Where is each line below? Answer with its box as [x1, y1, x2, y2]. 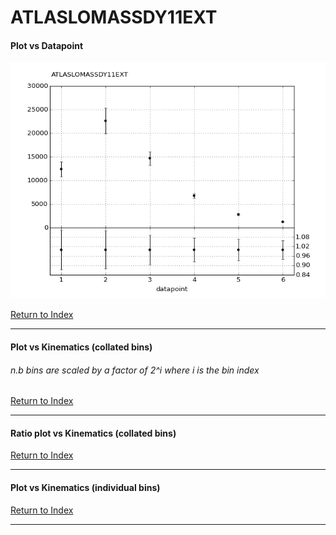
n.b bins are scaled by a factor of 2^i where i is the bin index [10, 364, 260, 376]
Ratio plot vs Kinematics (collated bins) [10, 427, 177, 439]
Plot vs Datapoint [10, 39, 84, 51]
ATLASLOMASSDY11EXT [10, 6, 218, 29]
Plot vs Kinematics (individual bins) [10, 481, 161, 493]
